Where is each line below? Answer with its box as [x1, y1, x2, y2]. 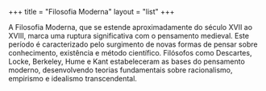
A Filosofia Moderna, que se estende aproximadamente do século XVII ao [8, 23, 252, 31]
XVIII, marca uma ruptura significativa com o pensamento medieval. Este [8, 31, 250, 40]
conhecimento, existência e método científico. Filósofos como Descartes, [8, 48, 252, 57]
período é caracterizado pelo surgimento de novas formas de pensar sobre [8, 39, 258, 49]
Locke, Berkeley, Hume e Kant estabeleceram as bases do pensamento [8, 56, 246, 66]
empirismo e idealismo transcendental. [8, 74, 137, 83]
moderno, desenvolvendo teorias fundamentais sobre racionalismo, [8, 65, 233, 75]
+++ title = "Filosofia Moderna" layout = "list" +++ [8, 7, 175, 16]
